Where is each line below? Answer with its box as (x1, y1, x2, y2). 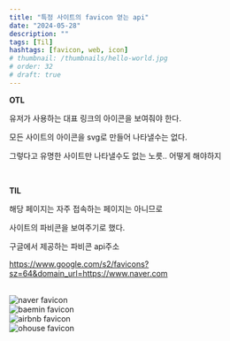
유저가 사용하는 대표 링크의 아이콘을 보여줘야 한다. (9, 112, 182, 124)
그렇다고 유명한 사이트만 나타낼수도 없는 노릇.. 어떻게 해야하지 (9, 150, 222, 161)
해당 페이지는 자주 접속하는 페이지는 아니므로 (9, 203, 164, 214)
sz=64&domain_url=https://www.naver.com (9, 268, 168, 278)
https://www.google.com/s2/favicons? (9, 258, 149, 269)
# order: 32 (9, 63, 53, 72)
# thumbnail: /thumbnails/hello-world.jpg (9, 54, 168, 63)
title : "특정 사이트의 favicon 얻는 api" (9, 12, 149, 22)
